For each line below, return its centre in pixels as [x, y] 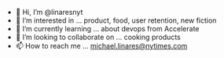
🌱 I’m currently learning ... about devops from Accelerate [107, 29]
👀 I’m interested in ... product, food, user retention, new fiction [116, 20]
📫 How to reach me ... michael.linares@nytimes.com [101, 46]
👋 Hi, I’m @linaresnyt [49, 12]
